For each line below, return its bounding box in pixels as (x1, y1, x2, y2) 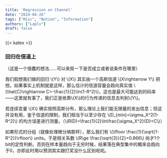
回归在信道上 (5, 53, 37, 60)
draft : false (5, 26, 33, 31)
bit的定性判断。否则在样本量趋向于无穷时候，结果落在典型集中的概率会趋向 (5, 141, 160, 147)
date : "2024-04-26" (5, 12, 46, 17)
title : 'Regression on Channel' (5, 7, 73, 13)
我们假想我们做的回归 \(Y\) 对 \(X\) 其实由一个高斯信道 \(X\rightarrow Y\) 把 (5, 76, 160, 82)
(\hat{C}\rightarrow (5, 89, 45, 95)
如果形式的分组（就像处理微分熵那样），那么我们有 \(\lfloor (5, 129, 125, 135)
